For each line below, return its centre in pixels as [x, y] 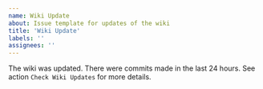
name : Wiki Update [39, 16]
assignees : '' [32, 46]
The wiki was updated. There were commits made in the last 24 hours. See [132, 68]
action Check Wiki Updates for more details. [80, 77]
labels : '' [26, 38]
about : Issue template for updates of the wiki [89, 23]
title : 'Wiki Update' [45, 30]
